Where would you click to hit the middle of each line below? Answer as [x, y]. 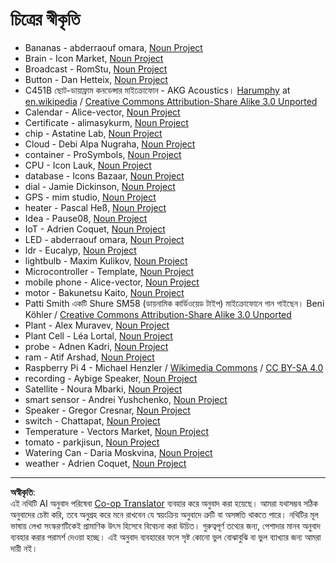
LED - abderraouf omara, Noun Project [104, 239]
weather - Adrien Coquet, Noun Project [105, 463]
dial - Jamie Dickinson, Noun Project [100, 186]
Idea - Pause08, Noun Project [86, 218]
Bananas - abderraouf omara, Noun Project [113, 47]
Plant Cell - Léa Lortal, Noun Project [98, 335]
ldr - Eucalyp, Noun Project [80, 250]
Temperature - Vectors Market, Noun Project [116, 431]
